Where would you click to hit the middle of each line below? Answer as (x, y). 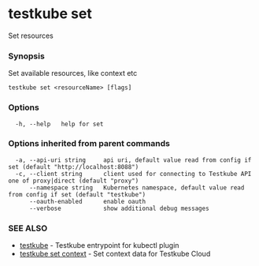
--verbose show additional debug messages (119, 208)
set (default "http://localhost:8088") (74, 167)
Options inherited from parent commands (89, 144)
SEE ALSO (28, 228)
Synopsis (26, 56)
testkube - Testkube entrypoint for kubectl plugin (99, 245)
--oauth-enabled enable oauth (87, 201)
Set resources (31, 36)
